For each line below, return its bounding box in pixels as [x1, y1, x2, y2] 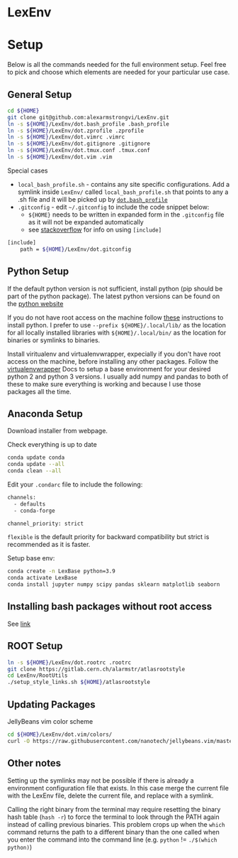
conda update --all [7, 461, 65, 468]
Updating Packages [7, 698, 96, 710]
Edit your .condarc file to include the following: [7, 480, 143, 489]
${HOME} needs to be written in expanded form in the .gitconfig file [28, 210, 225, 219]
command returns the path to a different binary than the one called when [7, 827, 220, 836]
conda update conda [7, 454, 65, 462]
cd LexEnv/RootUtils [7, 672, 69, 679]
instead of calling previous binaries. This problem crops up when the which [7, 820, 225, 828]
